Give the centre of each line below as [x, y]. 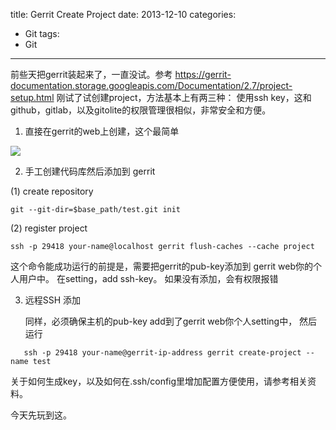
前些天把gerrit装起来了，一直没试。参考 [91, 74]
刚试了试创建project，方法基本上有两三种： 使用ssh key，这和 [184, 97]
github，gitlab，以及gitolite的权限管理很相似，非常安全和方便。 [141, 110]
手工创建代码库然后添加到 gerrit [90, 171]
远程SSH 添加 [53, 300]
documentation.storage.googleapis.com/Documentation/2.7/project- [151, 85]
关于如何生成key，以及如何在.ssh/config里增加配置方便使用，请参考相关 [159, 381]
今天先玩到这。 [41, 415]
